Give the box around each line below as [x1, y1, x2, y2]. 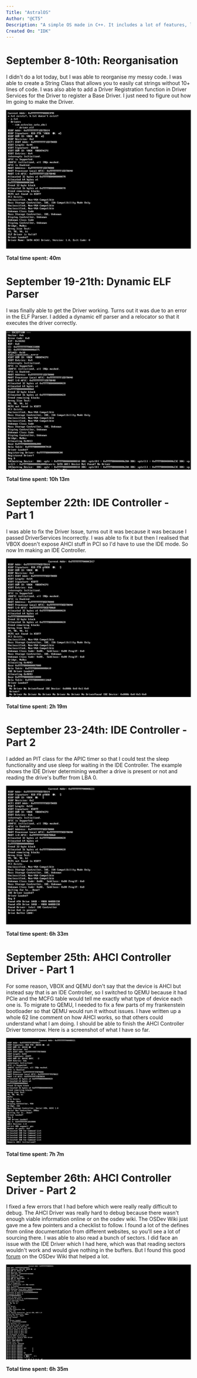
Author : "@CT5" [6, 15, 43, 22]
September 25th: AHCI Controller [6, 951, 171, 964]
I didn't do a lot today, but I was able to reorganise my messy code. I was [6, 73, 182, 80]
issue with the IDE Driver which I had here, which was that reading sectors [6, 1241, 186, 1248]
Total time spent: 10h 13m [6, 476, 70, 483]
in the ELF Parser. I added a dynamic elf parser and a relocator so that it [6, 313, 180, 320]
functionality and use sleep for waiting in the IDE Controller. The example [6, 761, 182, 768]
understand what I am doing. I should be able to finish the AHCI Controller [6, 1020, 185, 1027]
